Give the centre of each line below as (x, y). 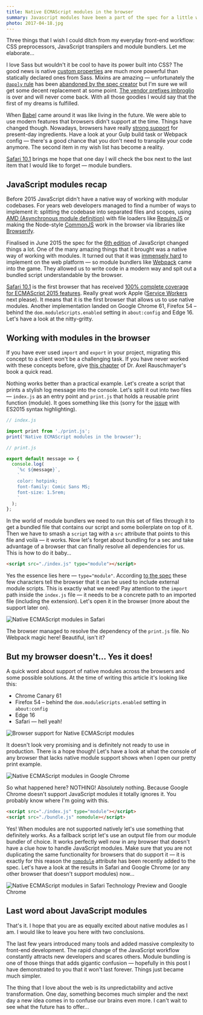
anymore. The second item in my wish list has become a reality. (85, 147)
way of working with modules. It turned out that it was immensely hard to (97, 256)
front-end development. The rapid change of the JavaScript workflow (93, 950)
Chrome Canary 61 (38, 696)
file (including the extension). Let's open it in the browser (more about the (98, 601)
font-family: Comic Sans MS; (54, 487)
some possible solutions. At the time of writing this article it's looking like (97, 677)
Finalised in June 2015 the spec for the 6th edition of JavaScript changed (98, 243)
